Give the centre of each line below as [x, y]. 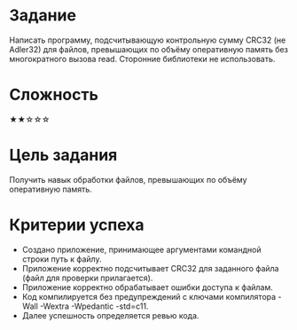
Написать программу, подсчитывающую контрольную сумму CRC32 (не [148, 40]
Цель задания [63, 155]
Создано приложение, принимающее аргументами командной [141, 249]
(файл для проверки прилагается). [87, 278]
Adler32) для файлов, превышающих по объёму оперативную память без [149, 49]
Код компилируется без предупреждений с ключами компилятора [149, 296]
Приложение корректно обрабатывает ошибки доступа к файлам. [147, 287]
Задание [43, 16]
